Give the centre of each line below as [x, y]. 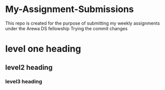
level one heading [43, 49]
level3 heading [24, 81]
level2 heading [29, 67]
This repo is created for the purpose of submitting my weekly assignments [82, 23]
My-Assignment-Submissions [70, 9]
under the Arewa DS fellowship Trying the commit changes [66, 28]
